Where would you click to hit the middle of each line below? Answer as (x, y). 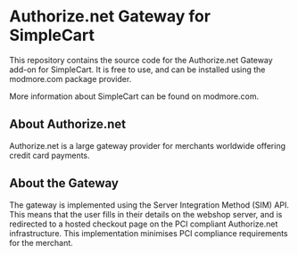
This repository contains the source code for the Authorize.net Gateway (141, 60)
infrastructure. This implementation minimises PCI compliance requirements (149, 233)
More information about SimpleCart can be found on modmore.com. (134, 96)
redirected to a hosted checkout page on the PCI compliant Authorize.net (144, 224)
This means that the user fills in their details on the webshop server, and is (146, 214)
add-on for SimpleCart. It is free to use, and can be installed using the (137, 70)
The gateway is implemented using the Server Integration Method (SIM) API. (149, 205)
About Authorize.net (68, 124)
